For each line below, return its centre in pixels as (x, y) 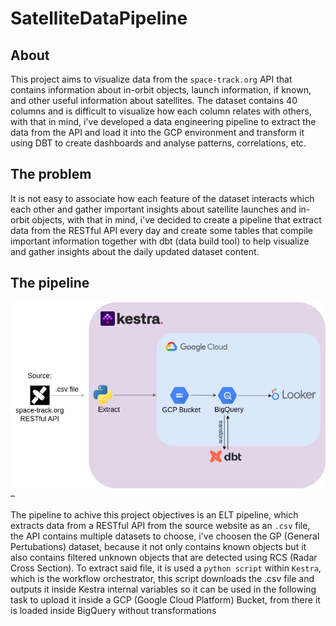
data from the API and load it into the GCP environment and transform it (157, 132)
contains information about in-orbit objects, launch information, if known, (161, 90)
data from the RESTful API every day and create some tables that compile (161, 230)
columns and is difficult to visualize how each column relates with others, (161, 111)
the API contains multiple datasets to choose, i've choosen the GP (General (165, 536)
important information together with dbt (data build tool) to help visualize (160, 241)
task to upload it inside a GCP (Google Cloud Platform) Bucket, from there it (165, 600)
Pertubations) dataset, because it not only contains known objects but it (158, 547)
